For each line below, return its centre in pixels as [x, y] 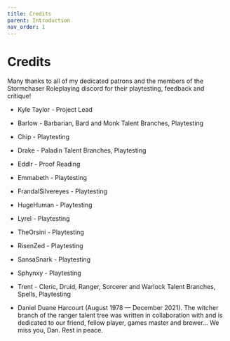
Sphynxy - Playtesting [49, 273]
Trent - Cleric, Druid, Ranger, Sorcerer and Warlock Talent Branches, [116, 287]
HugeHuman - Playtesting [55, 205]
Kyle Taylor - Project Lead [55, 110]
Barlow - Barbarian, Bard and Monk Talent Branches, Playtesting [110, 123]
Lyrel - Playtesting [43, 219]
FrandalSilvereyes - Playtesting [62, 191]
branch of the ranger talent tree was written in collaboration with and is [120, 315]
